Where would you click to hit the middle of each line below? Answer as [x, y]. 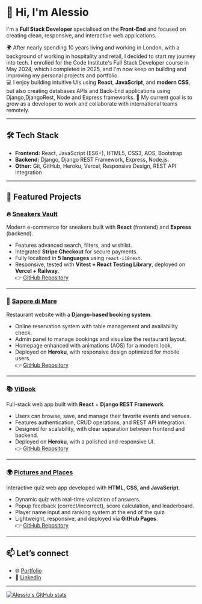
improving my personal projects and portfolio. [63, 75]
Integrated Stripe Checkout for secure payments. [76, 252]
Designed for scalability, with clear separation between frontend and [100, 429]
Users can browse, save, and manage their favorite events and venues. [103, 416]
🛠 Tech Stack [32, 135]
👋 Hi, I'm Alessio [47, 12]
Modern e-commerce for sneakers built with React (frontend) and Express [99, 227]
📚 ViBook [21, 389]
